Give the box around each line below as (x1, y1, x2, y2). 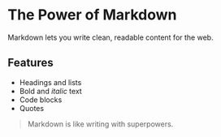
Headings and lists (19, 77, 82, 87)
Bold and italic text (19, 86, 82, 96)
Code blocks (19, 95, 63, 105)
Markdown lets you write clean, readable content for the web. (7, 32, 214, 42)
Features (7, 56, 54, 70)
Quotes (19, 103, 45, 113)
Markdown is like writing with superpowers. (27, 119, 174, 129)
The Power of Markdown (7, 6, 177, 24)
